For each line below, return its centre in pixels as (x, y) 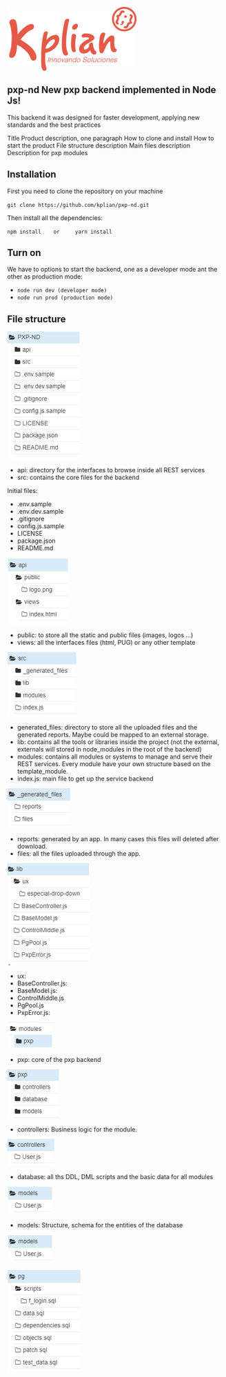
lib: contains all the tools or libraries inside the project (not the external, (118, 742)
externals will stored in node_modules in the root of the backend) (109, 750)
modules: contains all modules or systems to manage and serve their (115, 757)
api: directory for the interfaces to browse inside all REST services (111, 470)
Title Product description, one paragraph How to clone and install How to (111, 138)
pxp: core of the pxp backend (59, 1060)
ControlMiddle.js (40, 998)
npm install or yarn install (60, 232)
